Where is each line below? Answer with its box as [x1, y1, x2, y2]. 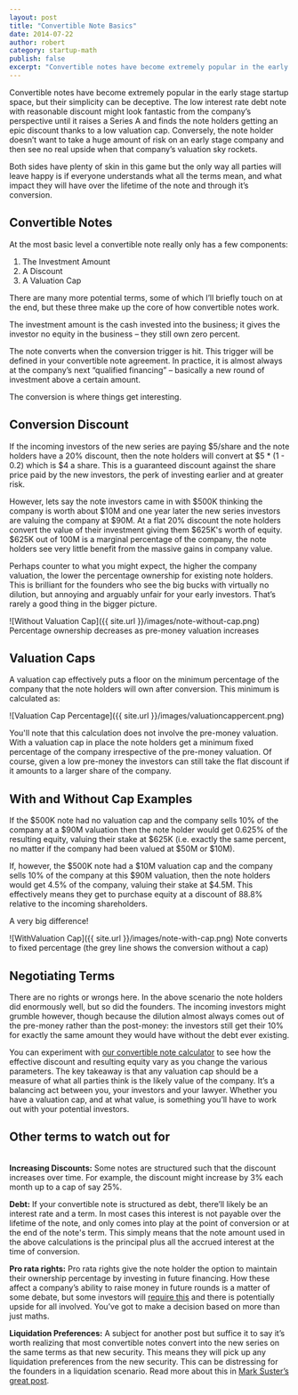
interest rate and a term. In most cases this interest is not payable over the [9, 1208, 282, 1219]
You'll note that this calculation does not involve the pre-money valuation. [9, 727, 278, 739]
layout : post [9, 12, 58, 22]
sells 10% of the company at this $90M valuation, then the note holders [9, 870, 271, 881]
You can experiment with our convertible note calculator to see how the [9, 1047, 271, 1058]
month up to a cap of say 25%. [9, 1181, 123, 1192]
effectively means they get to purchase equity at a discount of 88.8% [9, 889, 263, 900]
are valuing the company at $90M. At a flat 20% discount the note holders [9, 515, 282, 525]
